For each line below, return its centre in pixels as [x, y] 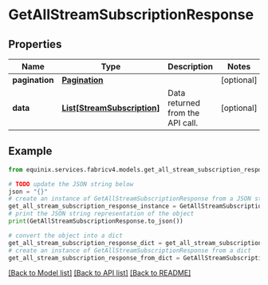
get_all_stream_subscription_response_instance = [93, 206]
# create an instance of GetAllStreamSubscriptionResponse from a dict [130, 250]
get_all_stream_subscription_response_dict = [85, 243]
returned [184, 103]
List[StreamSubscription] [111, 108]
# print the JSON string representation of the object [101, 214]
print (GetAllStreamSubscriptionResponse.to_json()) [96, 221]
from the [183, 113]
